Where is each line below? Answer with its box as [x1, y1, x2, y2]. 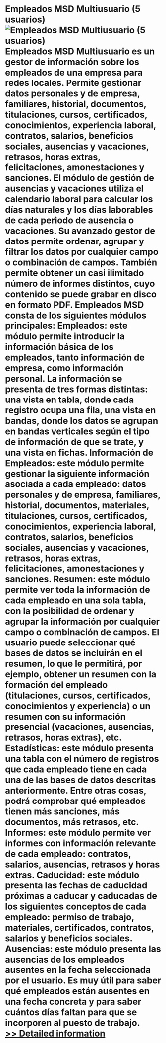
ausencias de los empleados [5, 954, 125, 965]
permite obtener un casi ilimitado [5, 267, 144, 279]
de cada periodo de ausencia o [5, 215, 134, 226]
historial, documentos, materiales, [5, 500, 150, 511]
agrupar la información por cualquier [5, 616, 160, 627]
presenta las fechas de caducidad [5, 880, 148, 891]
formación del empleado [5, 679, 108, 691]
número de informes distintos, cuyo [5, 278, 155, 289]
